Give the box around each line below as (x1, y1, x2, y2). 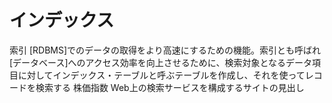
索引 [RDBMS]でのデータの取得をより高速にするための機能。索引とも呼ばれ (9, 44, 321, 56)
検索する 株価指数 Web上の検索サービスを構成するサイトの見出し (35, 81, 305, 93)
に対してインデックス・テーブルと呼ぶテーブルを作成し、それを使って (17, 69, 306, 81)
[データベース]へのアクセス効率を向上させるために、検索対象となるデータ (9, 56, 312, 68)
